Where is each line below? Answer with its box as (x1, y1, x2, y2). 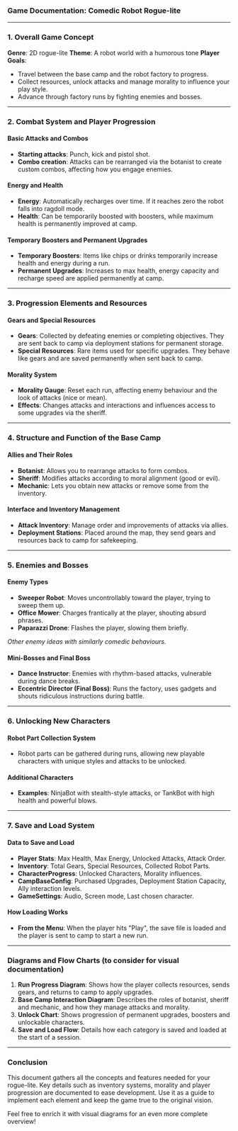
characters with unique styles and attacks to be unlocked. (17, 757, 187, 766)
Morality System (7, 370, 57, 379)
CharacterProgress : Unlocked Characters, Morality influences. (17, 869, 202, 877)
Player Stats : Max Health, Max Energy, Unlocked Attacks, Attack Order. (17, 854, 227, 863)
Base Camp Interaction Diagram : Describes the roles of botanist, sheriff (17, 996, 229, 1004)
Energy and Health (7, 181, 64, 190)
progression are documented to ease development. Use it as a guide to (7, 1089, 215, 1097)
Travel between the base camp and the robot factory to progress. (17, 69, 209, 78)
